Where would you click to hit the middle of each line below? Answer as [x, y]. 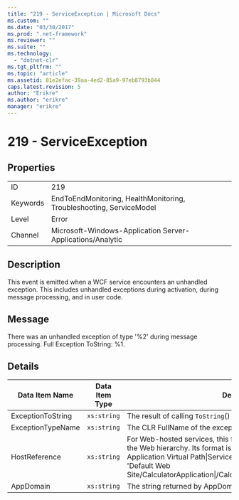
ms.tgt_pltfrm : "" [34, 67]
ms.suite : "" [27, 47]
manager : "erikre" [34, 107]
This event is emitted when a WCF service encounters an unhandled [107, 282]
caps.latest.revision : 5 [44, 87]
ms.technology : [30, 54]
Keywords [28, 203]
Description [34, 265]
